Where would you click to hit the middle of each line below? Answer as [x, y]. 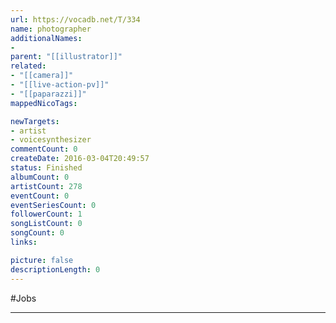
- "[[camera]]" [42, 76]
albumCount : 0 [40, 177]
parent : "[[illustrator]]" [66, 57]
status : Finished [46, 168]
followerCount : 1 [46, 214]
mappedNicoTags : [44, 103]
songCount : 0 [37, 233]
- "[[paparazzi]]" [48, 94]
